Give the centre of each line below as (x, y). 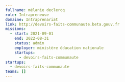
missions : (16, 29)
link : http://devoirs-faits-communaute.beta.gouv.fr (62, 24)
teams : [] (16, 72)
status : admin (29, 43)
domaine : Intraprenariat (32, 19)
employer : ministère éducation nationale (59, 48)
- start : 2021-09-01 (32, 34)
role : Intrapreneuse (27, 15)
